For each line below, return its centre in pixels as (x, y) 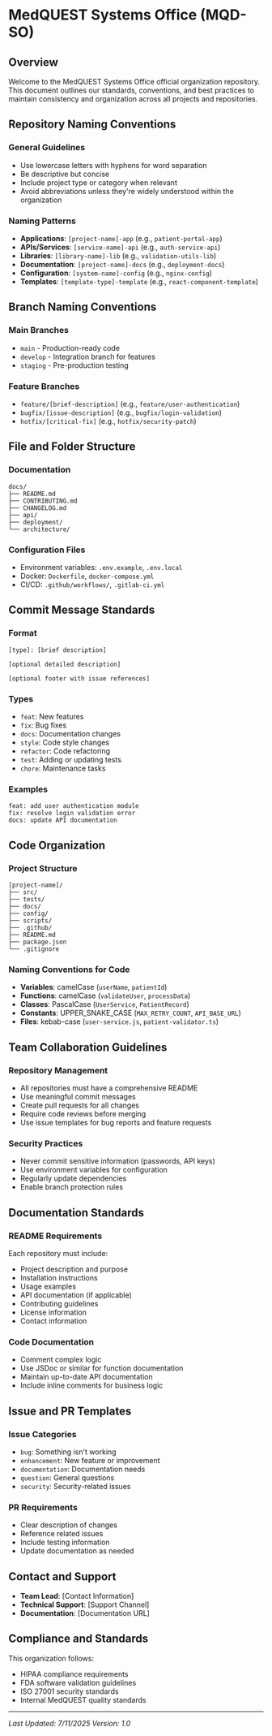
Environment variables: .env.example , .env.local (101, 567)
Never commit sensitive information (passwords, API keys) (118, 1161)
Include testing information (65, 1542)
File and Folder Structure (72, 447)
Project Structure (43, 868)
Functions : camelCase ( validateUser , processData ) (105, 995)
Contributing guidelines (59, 1303)
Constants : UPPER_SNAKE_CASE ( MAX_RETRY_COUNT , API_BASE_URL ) (130, 1013)
